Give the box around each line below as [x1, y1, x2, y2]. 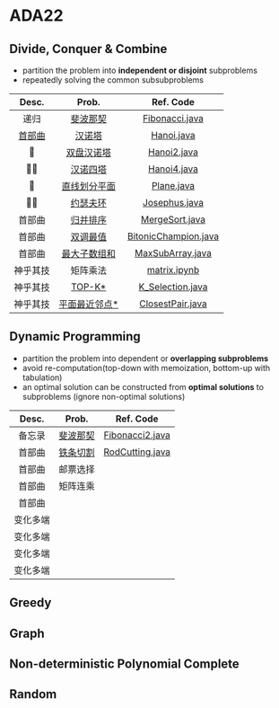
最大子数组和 [61, 248, 117, 260]
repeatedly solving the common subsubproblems [22, 75, 205, 85]
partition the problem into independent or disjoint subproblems [22, 65, 258, 75]
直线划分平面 [61, 181, 117, 192]
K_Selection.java [138, 280, 208, 293]
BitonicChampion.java [126, 230, 220, 243]
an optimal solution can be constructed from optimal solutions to [22, 381, 265, 392]
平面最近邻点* [58, 298, 119, 310]
